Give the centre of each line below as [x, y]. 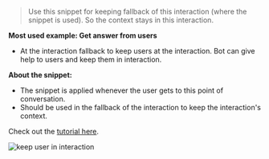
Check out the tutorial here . [53, 131]
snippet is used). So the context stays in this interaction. [121, 20]
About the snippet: [40, 75]
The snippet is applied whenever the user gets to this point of [121, 90]
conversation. [43, 99]
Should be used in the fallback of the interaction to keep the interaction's [140, 107]
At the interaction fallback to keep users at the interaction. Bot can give [137, 51]
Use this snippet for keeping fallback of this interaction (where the [137, 12]
